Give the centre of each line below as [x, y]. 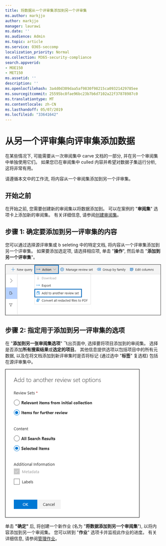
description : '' [22, 84]
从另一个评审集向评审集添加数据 [70, 141]
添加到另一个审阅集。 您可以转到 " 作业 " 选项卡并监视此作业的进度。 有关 [83, 532]
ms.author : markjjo [25, 16]
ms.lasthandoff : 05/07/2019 [34, 109]
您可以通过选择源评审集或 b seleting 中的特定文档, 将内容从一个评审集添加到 [83, 245]
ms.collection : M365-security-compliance [48, 57]
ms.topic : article [24, 42]
